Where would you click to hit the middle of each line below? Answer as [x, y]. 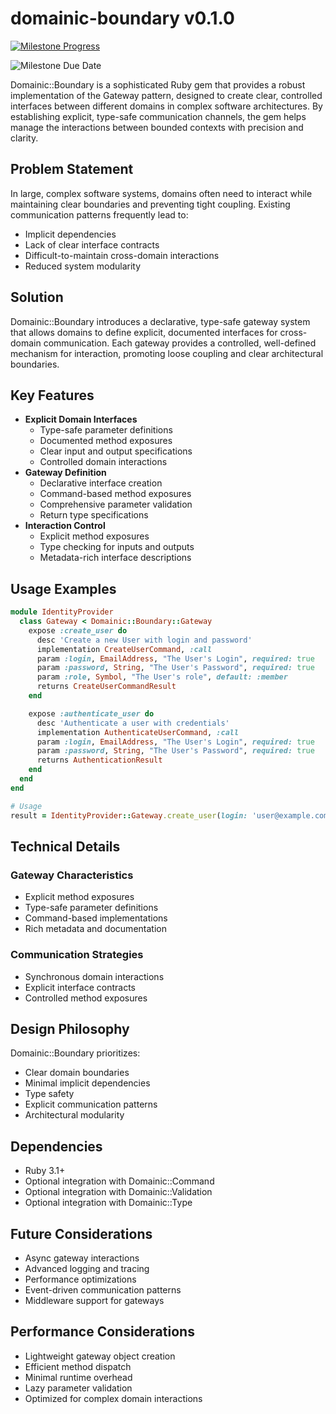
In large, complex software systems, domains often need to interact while [161, 193]
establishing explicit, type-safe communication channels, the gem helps [158, 116]
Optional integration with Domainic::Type [108, 1203]
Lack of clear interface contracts [92, 244]
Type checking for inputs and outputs [117, 547]
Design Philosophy [70, 1028]
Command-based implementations [96, 918]
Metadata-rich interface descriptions [115, 558]
